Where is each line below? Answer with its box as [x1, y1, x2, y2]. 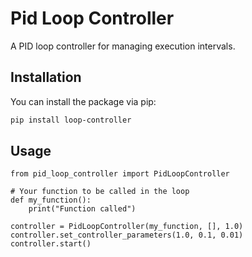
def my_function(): [10, 195, 92, 206]
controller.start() [10, 239, 92, 249]
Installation [10, 69, 82, 86]
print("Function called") [28, 204, 137, 214]
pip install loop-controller [10, 115, 132, 125]
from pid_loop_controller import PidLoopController [10, 169, 230, 179]
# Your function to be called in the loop [10, 187, 190, 197]
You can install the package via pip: [10, 95, 157, 107]
